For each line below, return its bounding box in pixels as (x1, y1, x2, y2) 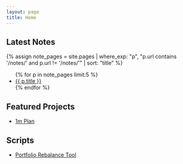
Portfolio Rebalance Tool (15, 151, 77, 158)
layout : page (6, 8, 39, 15)
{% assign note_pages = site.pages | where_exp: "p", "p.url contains (6, 53, 177, 61)
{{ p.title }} (15, 77, 42, 85)
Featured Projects (6, 101, 75, 112)
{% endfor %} (15, 84, 50, 91)
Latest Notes (6, 37, 56, 47)
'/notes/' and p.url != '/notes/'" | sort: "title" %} (6, 59, 123, 67)
